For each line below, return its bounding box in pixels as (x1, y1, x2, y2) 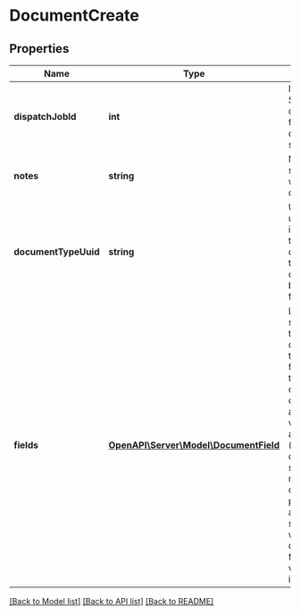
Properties (9, 41, 70, 56)
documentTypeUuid (13, 246, 100, 257)
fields (13, 439, 38, 451)
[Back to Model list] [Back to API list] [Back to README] (9, 596, 214, 606)
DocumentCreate (9, 5, 140, 26)
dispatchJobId (13, 111, 77, 122)
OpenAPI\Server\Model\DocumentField (108, 439, 280, 451)
